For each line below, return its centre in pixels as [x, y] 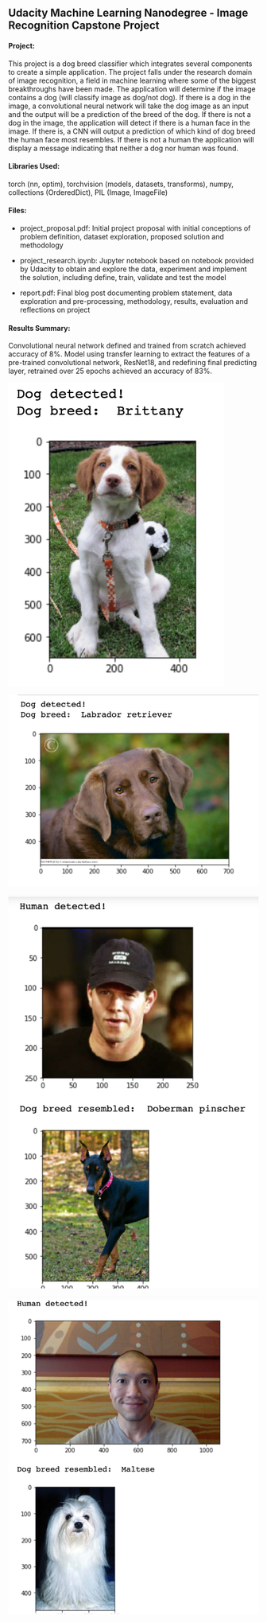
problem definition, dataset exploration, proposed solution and [122, 237]
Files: [17, 211]
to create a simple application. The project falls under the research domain [130, 72]
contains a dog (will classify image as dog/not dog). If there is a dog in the [130, 97]
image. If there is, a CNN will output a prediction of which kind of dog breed [132, 131]
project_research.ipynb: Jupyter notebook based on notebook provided [137, 261]
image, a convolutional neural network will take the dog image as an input [128, 106]
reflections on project [55, 310]
